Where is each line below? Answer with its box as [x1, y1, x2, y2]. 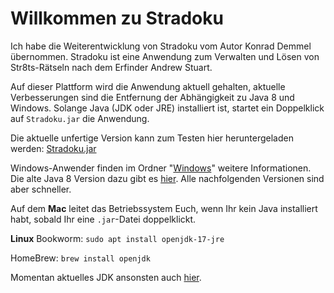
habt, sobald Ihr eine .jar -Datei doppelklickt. [10, 213, 197, 225]
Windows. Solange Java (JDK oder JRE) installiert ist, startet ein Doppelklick [10, 102, 325, 114]
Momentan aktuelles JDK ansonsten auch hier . [10, 271, 202, 283]
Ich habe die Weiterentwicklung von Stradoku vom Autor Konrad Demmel [10, 40, 312, 52]
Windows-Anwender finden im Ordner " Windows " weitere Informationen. [10, 162, 312, 174]
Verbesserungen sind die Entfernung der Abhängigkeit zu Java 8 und [10, 91, 295, 103]
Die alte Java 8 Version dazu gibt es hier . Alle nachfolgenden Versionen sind [10, 172, 325, 184]
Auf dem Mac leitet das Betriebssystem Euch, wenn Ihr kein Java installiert [10, 202, 318, 214]
